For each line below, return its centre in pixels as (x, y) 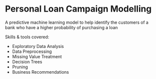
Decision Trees (27, 62)
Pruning (20, 67)
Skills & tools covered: (27, 37)
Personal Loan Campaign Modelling (78, 9)
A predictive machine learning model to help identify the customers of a (77, 22)
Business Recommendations (40, 72)
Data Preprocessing (32, 51)
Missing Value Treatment (37, 56)
